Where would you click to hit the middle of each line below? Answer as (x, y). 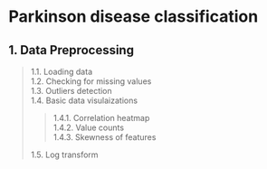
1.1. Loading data (61, 71)
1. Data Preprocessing (72, 50)
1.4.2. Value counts (88, 127)
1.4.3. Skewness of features (105, 137)
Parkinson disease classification (133, 17)
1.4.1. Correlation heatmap (101, 118)
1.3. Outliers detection (71, 91)
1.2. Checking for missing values (91, 81)
